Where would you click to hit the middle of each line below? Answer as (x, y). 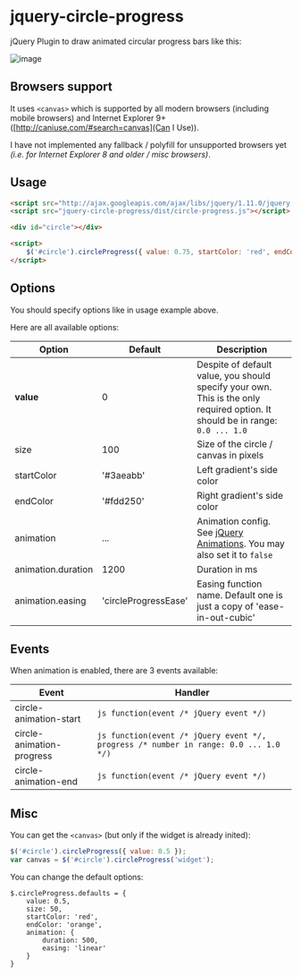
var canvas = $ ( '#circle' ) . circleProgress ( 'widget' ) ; (113, 860)
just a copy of (225, 606)
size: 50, (45, 909)
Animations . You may (241, 544)
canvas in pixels (230, 455)
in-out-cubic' (226, 617)
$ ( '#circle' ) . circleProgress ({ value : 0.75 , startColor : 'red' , (148, 253)
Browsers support (61, 87)
